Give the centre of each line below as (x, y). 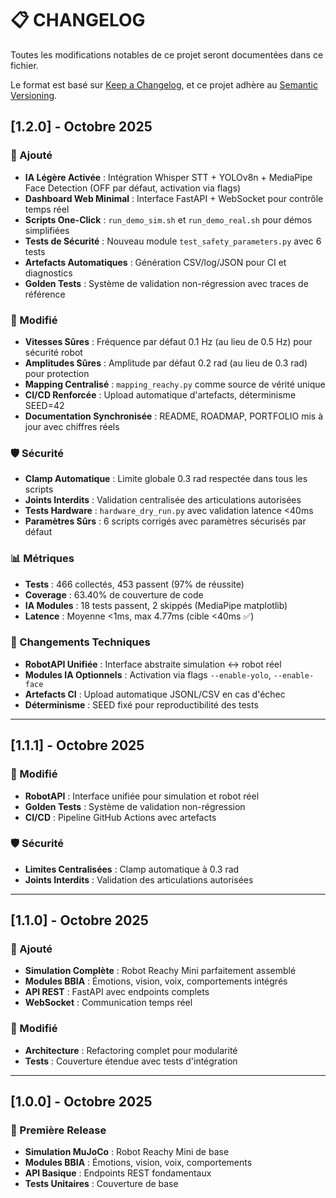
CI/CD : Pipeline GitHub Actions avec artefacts (120, 817)
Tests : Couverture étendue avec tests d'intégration (131, 1061)
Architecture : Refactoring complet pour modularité (131, 1050)
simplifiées (47, 230)
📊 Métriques (42, 559)
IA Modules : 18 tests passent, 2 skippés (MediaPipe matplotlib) (156, 605)
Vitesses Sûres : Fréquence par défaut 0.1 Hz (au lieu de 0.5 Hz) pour (168, 341)
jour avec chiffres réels (72, 426)
